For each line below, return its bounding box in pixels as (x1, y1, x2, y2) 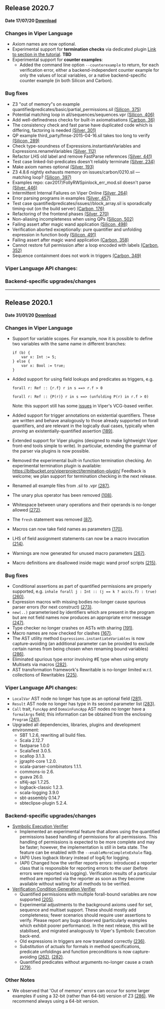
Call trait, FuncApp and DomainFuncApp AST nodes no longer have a (12, 706, 146, 712)
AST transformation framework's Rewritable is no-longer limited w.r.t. (12, 667, 153, 673)
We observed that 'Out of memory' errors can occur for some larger (12, 988, 150, 994)
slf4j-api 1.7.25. (19, 779, 50, 785)
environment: (12, 727, 39, 733)
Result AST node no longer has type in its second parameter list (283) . (12, 700, 156, 707)
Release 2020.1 (5, 298, 53, 307)
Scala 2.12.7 (19, 737, 44, 743)
